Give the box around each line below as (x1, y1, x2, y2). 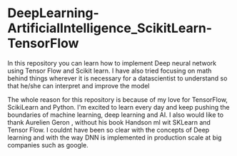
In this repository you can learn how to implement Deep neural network (7, 58, 216, 67)
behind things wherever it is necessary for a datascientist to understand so (7, 73, 228, 83)
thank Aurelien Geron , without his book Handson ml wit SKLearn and (7, 118, 211, 126)
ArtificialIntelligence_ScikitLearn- (7, 20, 213, 36)
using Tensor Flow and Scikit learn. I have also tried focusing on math (7, 66, 212, 75)
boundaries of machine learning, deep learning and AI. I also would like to (7, 110, 223, 119)
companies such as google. (7, 140, 89, 149)
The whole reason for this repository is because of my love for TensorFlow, (7, 95, 228, 104)
